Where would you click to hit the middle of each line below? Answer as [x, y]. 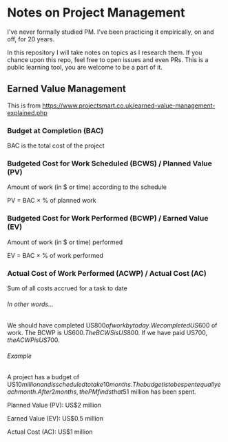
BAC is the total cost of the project [56, 145]
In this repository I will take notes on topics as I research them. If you [105, 52]
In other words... [30, 304]
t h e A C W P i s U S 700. [33, 340]
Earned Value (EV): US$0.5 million [55, 419]
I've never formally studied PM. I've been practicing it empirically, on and [111, 32]
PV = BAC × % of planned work [52, 201]
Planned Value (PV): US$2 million [54, 405]
